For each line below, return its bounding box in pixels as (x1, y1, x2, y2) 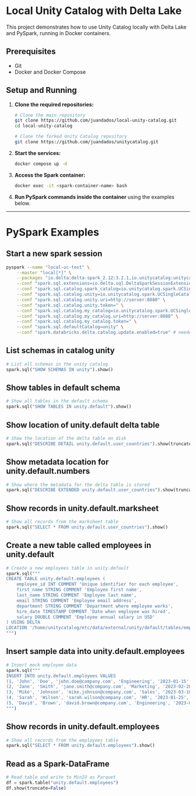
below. (14, 199, 31, 206)
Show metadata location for (6, 457, 109, 467)
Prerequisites (6, 47, 56, 57)
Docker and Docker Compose (14, 68, 86, 75)
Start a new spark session (6, 249, 103, 259)
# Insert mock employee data (6, 662, 77, 668)
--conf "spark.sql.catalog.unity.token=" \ (16, 302, 124, 308)
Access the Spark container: (14, 171, 86, 178)
